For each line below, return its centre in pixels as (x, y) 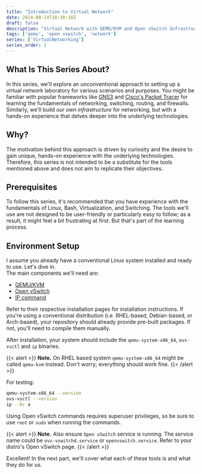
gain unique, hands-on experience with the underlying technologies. (90, 155)
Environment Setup (43, 246)
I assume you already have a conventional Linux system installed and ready (99, 260)
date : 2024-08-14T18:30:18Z (41, 17)
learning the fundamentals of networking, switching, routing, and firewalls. (98, 103)
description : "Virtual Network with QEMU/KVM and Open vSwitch (87, 28)
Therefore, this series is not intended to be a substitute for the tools (89, 162)
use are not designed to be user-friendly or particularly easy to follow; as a (98, 214)
